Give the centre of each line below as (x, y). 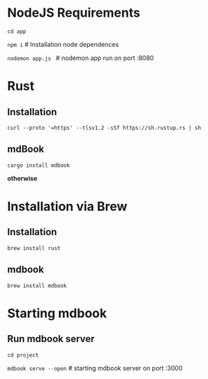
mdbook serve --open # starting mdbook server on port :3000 (95, 368)
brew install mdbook (37, 285)
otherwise (22, 178)
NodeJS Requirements (74, 13)
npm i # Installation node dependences (63, 44)
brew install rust (34, 248)
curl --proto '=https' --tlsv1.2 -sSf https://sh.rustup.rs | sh (104, 128)
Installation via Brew (67, 206)
